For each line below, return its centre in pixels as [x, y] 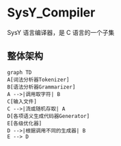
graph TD [19, 72]
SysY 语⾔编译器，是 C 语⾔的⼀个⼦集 [61, 32]
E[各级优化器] [25, 123]
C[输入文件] [22, 101]
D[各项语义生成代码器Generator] [49, 116]
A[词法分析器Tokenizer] [38, 80]
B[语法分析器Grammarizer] [41, 87]
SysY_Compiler [51, 13]
